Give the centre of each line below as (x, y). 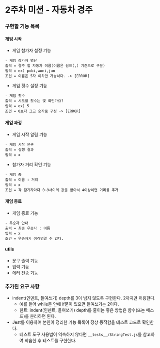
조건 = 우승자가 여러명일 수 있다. (34, 238)
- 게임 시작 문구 (19, 144)
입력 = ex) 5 (17, 106)
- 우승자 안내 (17, 223)
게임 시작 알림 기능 (30, 134)
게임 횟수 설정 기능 (30, 86)
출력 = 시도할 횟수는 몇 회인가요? (34, 101)
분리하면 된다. (43, 316)
